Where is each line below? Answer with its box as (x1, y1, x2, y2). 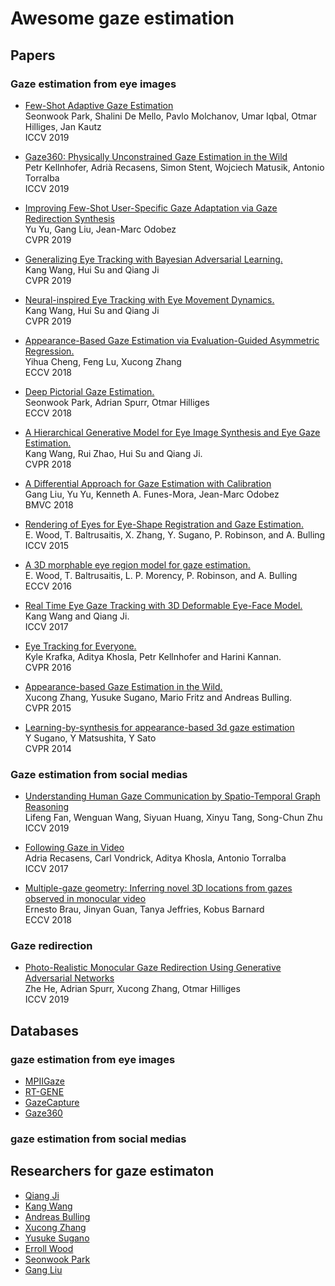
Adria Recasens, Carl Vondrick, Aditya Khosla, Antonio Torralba (24, 852, 287, 864)
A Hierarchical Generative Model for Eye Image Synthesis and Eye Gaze (24, 426, 321, 438)
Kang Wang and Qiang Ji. (24, 610, 130, 622)
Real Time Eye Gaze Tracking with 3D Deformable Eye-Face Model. (24, 599, 303, 611)
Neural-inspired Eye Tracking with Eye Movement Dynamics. (24, 293, 275, 306)
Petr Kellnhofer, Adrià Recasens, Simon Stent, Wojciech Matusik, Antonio (24, 161, 325, 173)
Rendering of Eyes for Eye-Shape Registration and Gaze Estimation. (24, 518, 304, 530)
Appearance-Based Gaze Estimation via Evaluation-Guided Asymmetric (24, 334, 320, 346)
